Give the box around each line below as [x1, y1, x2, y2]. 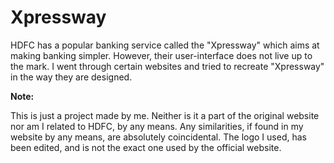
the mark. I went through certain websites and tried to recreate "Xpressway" [10, 60, 325, 72]
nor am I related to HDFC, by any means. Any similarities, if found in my [10, 120, 304, 132]
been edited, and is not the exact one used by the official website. [10, 141, 282, 153]
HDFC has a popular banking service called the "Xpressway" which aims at [10, 39, 320, 51]
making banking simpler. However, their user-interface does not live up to [10, 49, 313, 61]
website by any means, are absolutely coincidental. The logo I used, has [10, 131, 307, 143]
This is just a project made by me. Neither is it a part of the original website [10, 109, 320, 121]
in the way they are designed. [10, 71, 133, 83]
